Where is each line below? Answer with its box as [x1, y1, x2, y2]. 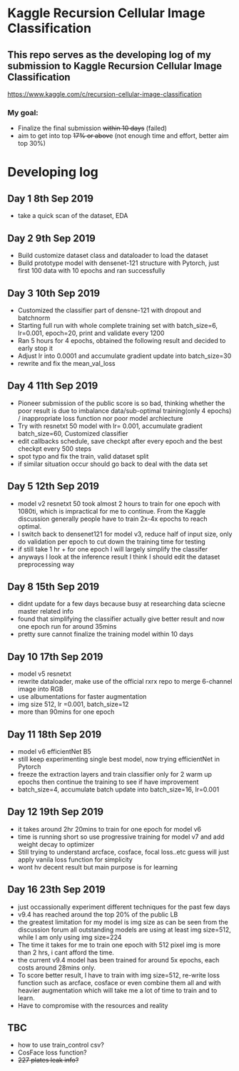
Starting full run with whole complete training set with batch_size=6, [17, 321, 218, 329]
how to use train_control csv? [17, 1041, 105, 1050]
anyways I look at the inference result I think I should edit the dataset [17, 552, 220, 561]
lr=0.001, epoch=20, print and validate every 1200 [17, 329, 165, 337]
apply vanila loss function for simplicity [17, 855, 133, 864]
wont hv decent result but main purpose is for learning [17, 862, 178, 871]
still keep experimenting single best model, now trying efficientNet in [17, 754, 220, 763]
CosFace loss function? [17, 1048, 87, 1057]
